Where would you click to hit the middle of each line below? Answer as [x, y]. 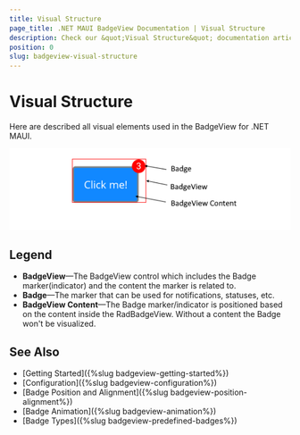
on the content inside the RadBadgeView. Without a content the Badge [151, 314]
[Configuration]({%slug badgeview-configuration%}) [119, 383]
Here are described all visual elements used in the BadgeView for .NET [139, 127]
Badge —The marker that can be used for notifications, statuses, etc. [148, 296]
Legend [31, 255]
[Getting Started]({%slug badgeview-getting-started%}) [125, 373]
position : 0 [31, 47]
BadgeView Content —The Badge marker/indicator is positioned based [152, 305]
